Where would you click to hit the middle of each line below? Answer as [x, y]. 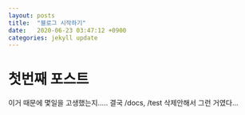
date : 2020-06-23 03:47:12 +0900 [67, 30]
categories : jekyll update [53, 38]
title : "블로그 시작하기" [47, 23]
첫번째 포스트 [49, 79]
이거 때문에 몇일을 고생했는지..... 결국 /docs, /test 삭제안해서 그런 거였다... [123, 103]
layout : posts [32, 15]
